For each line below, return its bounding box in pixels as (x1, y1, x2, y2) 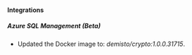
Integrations (7, 6, 44, 14)
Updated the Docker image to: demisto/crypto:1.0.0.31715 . (17, 39, 185, 48)
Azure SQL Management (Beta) (7, 22, 101, 30)
